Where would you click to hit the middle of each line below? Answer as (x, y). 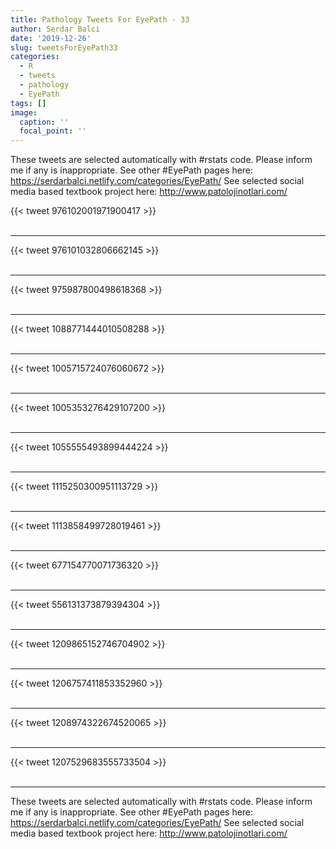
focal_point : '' (53, 131)
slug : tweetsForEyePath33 (64, 47)
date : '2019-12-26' (51, 38)
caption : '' (44, 122)
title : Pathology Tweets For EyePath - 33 (100, 19)
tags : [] (28, 103)
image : (24, 112)
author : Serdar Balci (55, 29)
